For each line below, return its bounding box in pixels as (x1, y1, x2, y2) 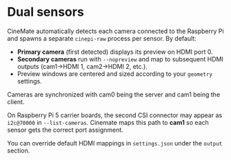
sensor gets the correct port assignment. (7, 126, 124, 134)
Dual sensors (7, 4, 84, 20)
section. (7, 146, 30, 154)
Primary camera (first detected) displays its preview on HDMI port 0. (17, 48, 213, 56)
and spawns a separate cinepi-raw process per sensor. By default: (7, 34, 197, 42)
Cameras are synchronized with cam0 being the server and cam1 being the (7, 90, 221, 99)
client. (7, 97, 25, 106)
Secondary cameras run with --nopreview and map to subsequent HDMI (17, 54, 224, 63)
